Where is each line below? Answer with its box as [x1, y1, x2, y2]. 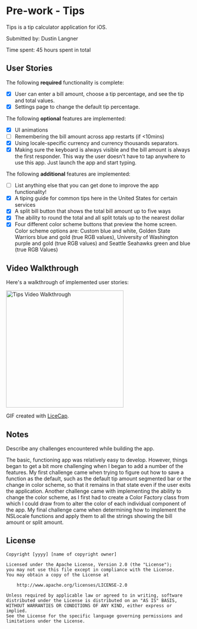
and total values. [14, 97, 55, 104]
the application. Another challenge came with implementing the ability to [6, 487, 182, 495]
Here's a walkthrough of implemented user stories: [6, 279, 129, 286]
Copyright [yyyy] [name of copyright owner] [6, 551, 117, 557]
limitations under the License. [6, 618, 85, 624]
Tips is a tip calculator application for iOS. [6, 23, 108, 31]
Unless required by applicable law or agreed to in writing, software [6, 592, 183, 598]
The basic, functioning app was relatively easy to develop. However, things [6, 456, 188, 463]
